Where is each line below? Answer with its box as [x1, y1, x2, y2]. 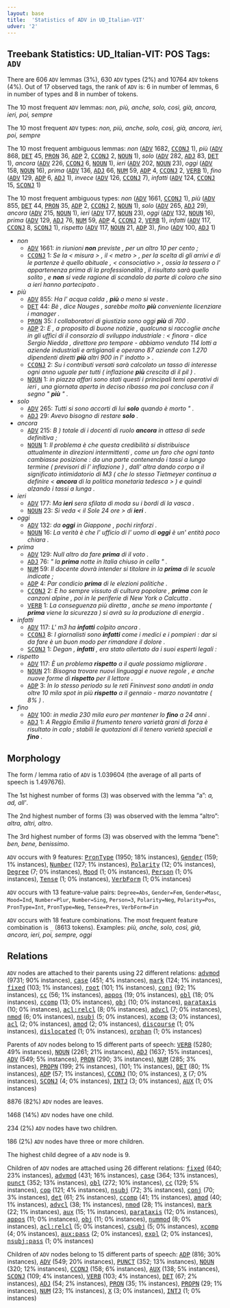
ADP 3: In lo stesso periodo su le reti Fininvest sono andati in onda [27, 681, 214, 690]
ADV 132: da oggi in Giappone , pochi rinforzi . [27, 521, 157, 529]
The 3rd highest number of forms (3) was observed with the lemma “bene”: [7, 832, 220, 841]
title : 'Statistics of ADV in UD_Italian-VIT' [7, 16, 146, 23]
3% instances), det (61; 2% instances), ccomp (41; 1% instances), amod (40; [7, 1193, 222, 1201]
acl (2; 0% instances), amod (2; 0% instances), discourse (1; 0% [7, 1020, 195, 1028]
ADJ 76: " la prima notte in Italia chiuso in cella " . [27, 557, 168, 566]
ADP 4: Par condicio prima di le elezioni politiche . [27, 579, 168, 587]
